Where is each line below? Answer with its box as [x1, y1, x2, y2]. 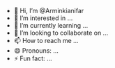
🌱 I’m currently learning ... [13, 22, 89, 29]
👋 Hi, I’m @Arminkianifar [13, 7, 84, 15]
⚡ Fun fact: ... [13, 54, 52, 62]
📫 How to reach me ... [13, 37, 79, 44]
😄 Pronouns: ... [13, 46, 59, 55]
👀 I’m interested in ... [13, 14, 73, 22]
